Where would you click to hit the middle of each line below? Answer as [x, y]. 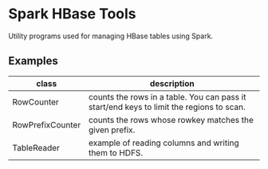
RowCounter [36, 102]
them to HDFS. [116, 152]
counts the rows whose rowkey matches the [171, 120]
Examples [33, 61]
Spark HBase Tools [73, 14]
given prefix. [112, 130]
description [172, 83]
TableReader [36, 147]
